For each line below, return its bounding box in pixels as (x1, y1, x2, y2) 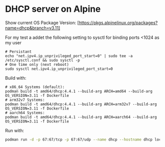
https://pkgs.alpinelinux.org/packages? (79, 20, 158, 26)
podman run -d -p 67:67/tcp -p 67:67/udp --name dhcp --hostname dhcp (5, 137, 153, 142)
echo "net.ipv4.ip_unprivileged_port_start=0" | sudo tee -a (5, 53, 133, 59)
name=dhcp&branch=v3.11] (5, 25, 60, 30)
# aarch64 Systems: (5, 110, 45, 115)
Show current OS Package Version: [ (5, 20, 80, 26)
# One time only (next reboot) (5, 62, 69, 67)
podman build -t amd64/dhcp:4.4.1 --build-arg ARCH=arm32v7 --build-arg (5, 102, 157, 107)
